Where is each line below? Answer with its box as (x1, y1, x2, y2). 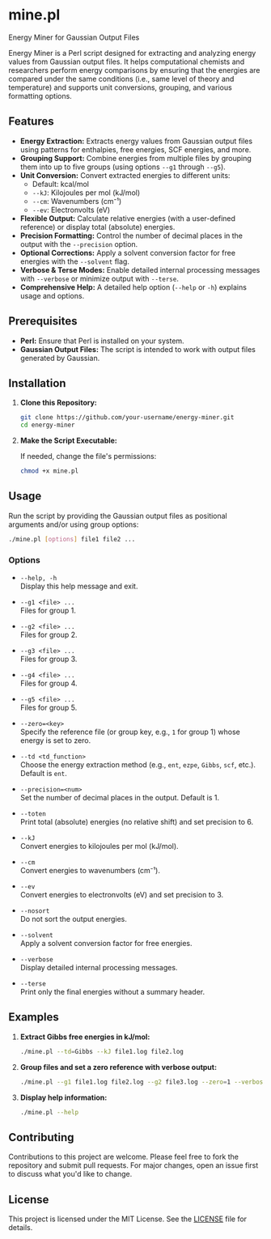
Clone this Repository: (19, 398, 97, 408)
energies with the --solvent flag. (19, 257, 129, 266)
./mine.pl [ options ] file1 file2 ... (8, 535, 136, 543)
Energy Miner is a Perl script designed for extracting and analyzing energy (8, 48, 256, 57)
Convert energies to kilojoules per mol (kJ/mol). (19, 841, 180, 851)
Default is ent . (19, 768, 67, 778)
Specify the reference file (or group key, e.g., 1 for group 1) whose (19, 727, 240, 736)
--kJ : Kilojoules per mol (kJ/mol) (32, 188, 141, 197)
